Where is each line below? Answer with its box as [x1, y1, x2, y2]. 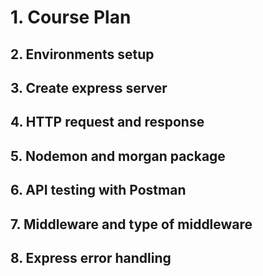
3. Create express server [10, 79, 168, 96]
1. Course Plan [10, 6, 132, 29]
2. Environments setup [10, 46, 155, 63]
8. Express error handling [10, 249, 172, 266]
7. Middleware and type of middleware [10, 216, 253, 233]
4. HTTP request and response [10, 114, 205, 131]
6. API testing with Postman [10, 182, 187, 199]
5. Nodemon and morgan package [10, 147, 226, 165]
